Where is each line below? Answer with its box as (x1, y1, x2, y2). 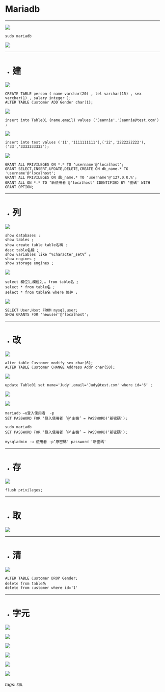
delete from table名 (5, 581, 47, 586)
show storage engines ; (5, 260, 54, 266)
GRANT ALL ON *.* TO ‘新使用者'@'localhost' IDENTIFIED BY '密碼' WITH (5, 180, 151, 185)
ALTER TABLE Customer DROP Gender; (5, 576, 78, 581)
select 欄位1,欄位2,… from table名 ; (5, 279, 79, 284)
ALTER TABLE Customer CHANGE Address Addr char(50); (5, 365, 115, 370)
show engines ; (5, 256, 36, 261)
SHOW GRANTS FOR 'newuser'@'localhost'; (5, 312, 89, 317)
